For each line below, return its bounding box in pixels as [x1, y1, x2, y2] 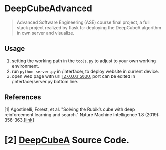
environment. [11, 63, 39, 69]
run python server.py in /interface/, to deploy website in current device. [11, 68, 159, 74]
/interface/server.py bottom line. [11, 78, 78, 84]
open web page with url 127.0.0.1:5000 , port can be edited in [11, 73, 135, 79]
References [4, 93, 41, 102]
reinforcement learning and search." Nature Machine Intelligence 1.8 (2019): [4, 111, 160, 117]
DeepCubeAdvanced [4, 3, 92, 14]
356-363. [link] [4, 117, 34, 123]
